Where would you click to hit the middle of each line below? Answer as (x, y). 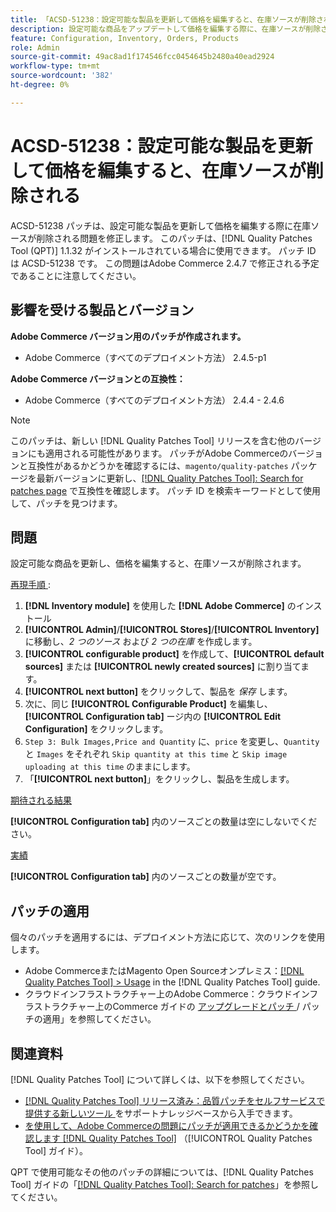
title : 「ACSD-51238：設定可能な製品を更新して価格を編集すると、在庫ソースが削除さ (167, 19)
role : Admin (35, 47)
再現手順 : (30, 585)
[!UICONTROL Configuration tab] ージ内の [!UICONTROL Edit (153, 717)
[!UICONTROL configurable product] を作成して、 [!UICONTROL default (174, 654)
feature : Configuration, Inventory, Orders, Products (125, 38)
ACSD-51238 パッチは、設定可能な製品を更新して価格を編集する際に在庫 (161, 225)
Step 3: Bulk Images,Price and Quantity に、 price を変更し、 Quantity (172, 742)
